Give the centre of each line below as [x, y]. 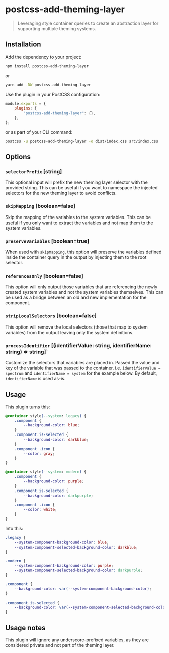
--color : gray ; [39, 453]
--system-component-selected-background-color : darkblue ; [76, 547]
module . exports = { [26, 104]
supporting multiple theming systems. [57, 28]
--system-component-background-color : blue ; [62, 542]
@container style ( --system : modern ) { [46, 472]
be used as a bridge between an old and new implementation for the [76, 297]
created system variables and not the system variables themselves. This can [84, 292]
